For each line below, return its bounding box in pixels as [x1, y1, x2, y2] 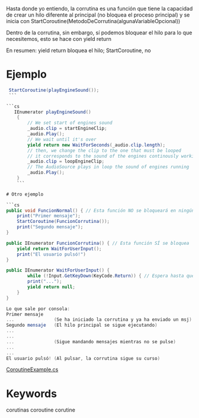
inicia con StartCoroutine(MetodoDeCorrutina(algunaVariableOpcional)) [6, 18, 181, 24]
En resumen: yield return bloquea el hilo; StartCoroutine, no [6, 47, 151, 54]
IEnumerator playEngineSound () [14, 109, 92, 115]
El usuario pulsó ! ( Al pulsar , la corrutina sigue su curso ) [6, 355, 161, 361]
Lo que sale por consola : [6, 305, 70, 312]
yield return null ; [27, 284, 76, 290]
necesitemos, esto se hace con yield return [6, 36, 111, 42]
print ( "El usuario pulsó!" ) [17, 251, 86, 257]
